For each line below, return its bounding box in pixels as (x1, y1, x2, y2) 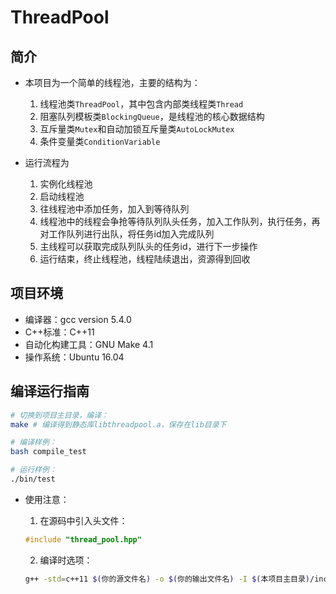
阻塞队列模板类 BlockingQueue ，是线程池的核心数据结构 (39, 111, 265, 122)
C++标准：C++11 (24, 326, 95, 338)
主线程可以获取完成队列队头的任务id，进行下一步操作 (39, 241, 258, 252)
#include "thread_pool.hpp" (24, 534, 142, 545)
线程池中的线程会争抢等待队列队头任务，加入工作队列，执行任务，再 (39, 216, 321, 227)
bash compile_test (10, 447, 87, 457)
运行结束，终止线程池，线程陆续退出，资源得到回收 (39, 253, 251, 265)
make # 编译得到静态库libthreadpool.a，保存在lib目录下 (10, 419, 227, 430)
